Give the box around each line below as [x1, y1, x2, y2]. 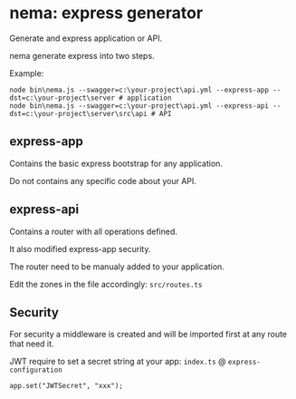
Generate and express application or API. [9, 33, 163, 44]
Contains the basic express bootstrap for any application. [9, 158, 224, 169]
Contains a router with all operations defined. [9, 226, 178, 237]
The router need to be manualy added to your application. [9, 261, 224, 272]
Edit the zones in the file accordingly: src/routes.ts [9, 278, 203, 289]
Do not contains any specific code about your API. [9, 175, 197, 186]
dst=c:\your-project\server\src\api [9, 109, 148, 118]
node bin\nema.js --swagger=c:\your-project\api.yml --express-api [9, 101, 270, 111]
